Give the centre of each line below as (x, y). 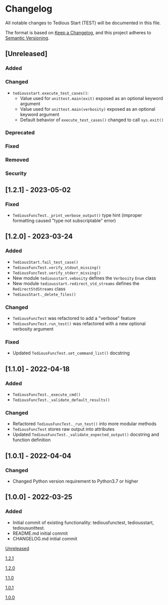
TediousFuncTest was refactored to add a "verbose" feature (74, 318)
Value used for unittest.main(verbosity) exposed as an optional (88, 109)
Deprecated (20, 133)
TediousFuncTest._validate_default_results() (61, 400)
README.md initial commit (40, 533)
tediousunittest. (29, 528)
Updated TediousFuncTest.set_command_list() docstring (71, 353)
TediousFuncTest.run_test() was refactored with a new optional (79, 323)
